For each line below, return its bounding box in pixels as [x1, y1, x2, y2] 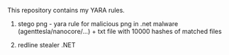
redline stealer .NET [17, 41, 76, 49]
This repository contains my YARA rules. [7, 6, 125, 14]
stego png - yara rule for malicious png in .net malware [17, 20, 179, 28]
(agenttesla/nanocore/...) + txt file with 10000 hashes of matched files [17, 28, 222, 35]
